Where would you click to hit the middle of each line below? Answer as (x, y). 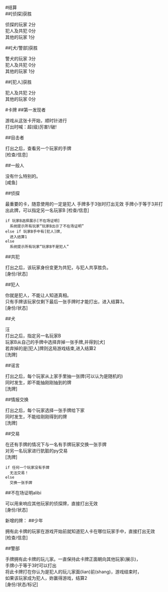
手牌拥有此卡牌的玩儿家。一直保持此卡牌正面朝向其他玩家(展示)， (73, 559)
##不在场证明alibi (23, 493)
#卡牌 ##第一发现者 (26, 110)
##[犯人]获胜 (18, 82)
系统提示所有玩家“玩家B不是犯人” (39, 247)
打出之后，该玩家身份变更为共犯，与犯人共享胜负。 (58, 267)
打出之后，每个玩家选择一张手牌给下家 (45, 410)
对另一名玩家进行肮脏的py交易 (36, 451)
